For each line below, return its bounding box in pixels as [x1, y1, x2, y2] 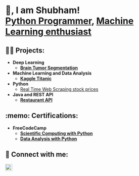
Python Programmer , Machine [5, 15, 134, 27]
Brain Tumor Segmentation [20, 65, 78, 71]
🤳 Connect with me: [5, 150, 68, 159]
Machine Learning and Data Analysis [12, 70, 92, 76]
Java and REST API [12, 92, 54, 97]
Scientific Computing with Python [20, 130, 93, 136]
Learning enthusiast [5, 26, 92, 37]
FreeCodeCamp [12, 125, 47, 131]
